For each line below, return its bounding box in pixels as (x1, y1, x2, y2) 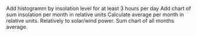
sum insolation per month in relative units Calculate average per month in (6, 11, 185, 18)
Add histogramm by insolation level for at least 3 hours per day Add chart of (6, 5, 191, 12)
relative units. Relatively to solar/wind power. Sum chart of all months (6, 17, 175, 24)
